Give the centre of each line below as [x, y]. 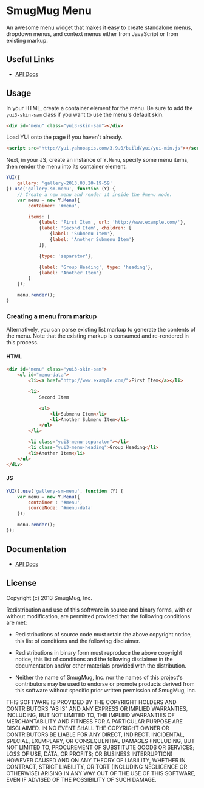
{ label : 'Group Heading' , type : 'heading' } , [96, 267]
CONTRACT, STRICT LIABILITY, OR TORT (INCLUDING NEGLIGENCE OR [97, 767]
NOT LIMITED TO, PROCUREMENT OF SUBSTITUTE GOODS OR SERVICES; [100, 747]
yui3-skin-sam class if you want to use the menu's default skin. [85, 114]
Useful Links [30, 59]
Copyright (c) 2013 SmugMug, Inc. [49, 598]
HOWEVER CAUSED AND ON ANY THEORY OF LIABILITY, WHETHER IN [96, 760]
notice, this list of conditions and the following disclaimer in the [94, 659]
